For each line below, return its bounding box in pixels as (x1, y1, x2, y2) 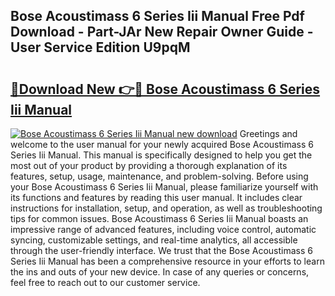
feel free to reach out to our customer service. (10, 277, 201, 288)
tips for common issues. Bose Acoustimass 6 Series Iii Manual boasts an (10, 213, 309, 224)
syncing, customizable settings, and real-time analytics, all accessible (10, 234, 298, 246)
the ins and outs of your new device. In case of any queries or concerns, (10, 266, 310, 278)
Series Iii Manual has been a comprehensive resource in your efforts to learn (10, 255, 325, 267)
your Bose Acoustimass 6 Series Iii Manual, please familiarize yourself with (10, 181, 319, 193)
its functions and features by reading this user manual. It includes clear (10, 192, 303, 203)
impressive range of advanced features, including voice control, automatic (10, 224, 317, 235)
